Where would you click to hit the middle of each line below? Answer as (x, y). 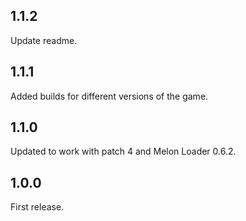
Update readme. (44, 40)
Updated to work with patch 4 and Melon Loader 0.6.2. (123, 151)
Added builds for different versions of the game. (109, 96)
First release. (37, 207)
